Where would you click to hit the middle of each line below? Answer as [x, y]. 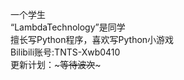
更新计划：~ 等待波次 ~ [56, 64]
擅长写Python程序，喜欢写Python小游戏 [92, 39]
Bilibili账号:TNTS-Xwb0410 [65, 52]
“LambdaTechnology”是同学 [68, 27]
